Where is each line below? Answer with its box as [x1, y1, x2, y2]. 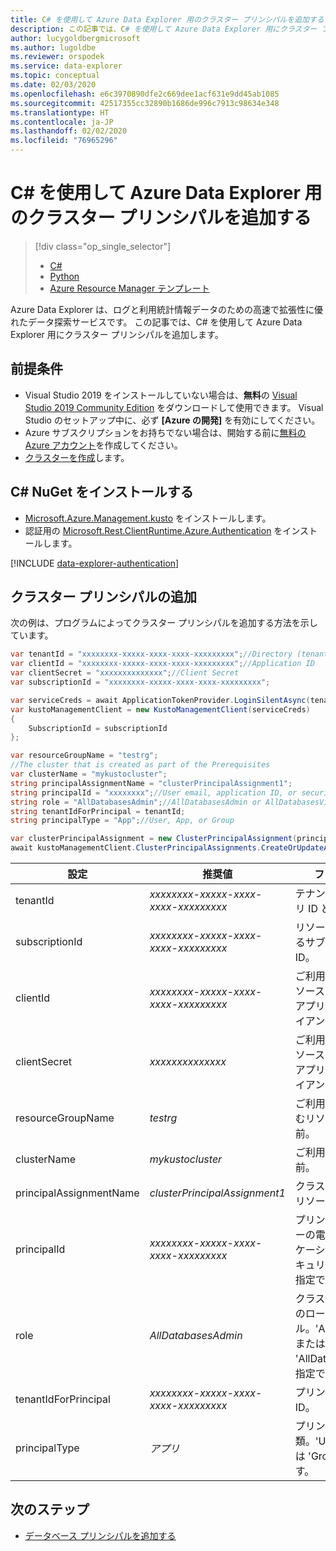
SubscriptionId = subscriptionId [28, 723, 168, 733]
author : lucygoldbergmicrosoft [10, 33, 141, 43]
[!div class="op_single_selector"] [34, 240, 172, 252]
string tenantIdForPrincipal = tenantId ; [10, 806, 186, 816]
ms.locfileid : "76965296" [10, 136, 118, 146]
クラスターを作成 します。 [24, 451, 130, 463]
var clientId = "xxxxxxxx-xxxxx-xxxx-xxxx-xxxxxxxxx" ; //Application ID [10, 659, 315, 669]
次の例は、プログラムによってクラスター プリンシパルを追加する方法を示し [10, 617, 318, 629]
